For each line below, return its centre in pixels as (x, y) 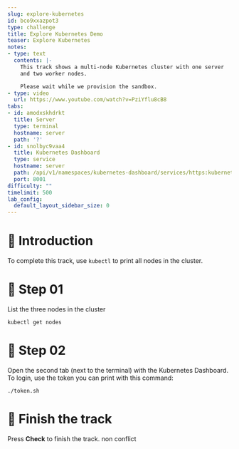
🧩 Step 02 (37, 351)
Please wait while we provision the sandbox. (89, 86)
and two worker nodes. (54, 73)
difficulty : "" (30, 186)
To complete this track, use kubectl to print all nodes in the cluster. (105, 261)
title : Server (34, 120)
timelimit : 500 (30, 192)
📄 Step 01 (36, 290)
